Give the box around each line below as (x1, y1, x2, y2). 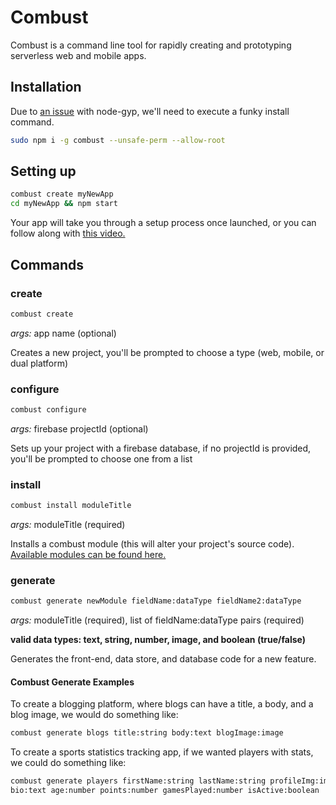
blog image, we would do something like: (10, 709, 179, 721)
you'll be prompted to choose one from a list (10, 452, 193, 465)
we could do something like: (10, 757, 127, 769)
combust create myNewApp (10, 189, 114, 200)
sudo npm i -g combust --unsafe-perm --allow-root (10, 135, 226, 145)
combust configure (10, 405, 87, 415)
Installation (10, 79, 82, 96)
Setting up (10, 163, 77, 180)
